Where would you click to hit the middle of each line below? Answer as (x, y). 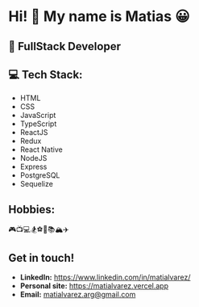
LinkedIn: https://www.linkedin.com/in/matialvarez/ (105, 277)
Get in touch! (41, 258)
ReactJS (34, 132)
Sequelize (37, 184)
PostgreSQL (40, 175)
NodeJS (33, 158)
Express (33, 167)
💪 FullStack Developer (64, 46)
